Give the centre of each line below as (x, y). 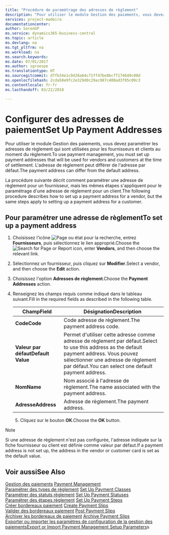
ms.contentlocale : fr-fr (31, 85)
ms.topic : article (24, 38)
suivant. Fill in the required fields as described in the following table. (82, 299)
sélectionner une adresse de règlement (110, 360)
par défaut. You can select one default (108, 366)
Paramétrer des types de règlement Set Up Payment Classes (68, 490)
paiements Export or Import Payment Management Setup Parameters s (77, 527)
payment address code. (92, 327)
